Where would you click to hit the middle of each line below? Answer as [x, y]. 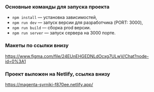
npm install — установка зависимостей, [54, 18]
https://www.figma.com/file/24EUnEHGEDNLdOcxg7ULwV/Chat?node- [77, 56]
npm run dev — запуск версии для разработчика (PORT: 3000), [77, 22]
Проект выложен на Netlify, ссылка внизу [58, 74]
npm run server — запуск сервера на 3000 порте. [64, 33]
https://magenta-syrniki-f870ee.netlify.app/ [49, 84]
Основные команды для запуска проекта [57, 7]
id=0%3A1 [15, 61]
